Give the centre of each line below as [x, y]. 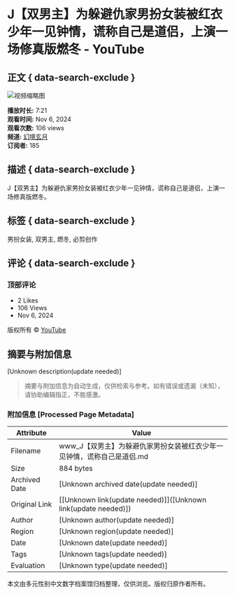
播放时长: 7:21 [27, 110]
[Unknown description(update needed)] [64, 371]
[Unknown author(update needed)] [117, 520]
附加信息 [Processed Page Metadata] [71, 415]
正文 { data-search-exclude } [71, 77]
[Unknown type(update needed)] [113, 566]
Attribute [31, 433]
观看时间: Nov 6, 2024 [40, 119]
